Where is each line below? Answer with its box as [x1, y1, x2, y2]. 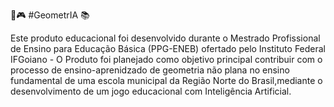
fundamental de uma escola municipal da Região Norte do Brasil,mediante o [10, 75, 323, 86]
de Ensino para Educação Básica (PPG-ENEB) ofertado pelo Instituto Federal [10, 43, 327, 54]
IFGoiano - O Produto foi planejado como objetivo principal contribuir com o [10, 54, 323, 65]
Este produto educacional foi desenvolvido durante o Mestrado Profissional [10, 32, 321, 44]
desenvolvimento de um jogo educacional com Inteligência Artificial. [10, 85, 292, 97]
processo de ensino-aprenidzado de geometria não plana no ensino [10, 64, 290, 76]
